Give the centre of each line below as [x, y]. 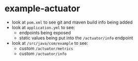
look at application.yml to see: [43, 27]
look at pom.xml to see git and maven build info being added [72, 22]
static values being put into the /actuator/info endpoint [76, 38]
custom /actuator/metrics [46, 48]
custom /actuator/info [43, 53]
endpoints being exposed [45, 32]
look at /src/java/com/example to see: [50, 43]
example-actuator [42, 9]
